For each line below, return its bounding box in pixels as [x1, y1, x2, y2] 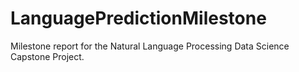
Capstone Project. [10, 50, 85, 62]
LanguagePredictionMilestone [10, 7, 267, 30]
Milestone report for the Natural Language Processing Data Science [10, 40, 290, 52]
